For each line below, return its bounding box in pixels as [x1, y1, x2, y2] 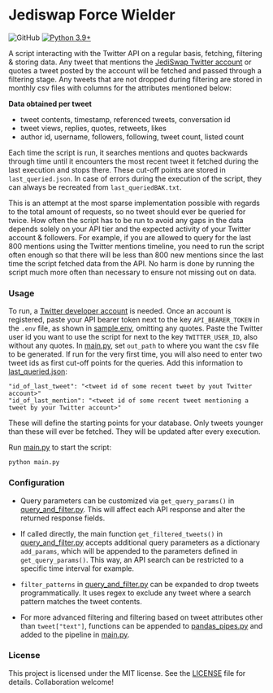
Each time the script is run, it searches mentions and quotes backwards [8, 147, 248, 157]
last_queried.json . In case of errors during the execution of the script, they [8, 173, 262, 183]
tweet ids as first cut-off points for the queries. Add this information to [8, 358, 244, 368]
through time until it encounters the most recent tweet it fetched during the [8, 156, 259, 166]
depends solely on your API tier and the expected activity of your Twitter [8, 224, 252, 234]
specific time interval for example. [19, 564, 135, 573]
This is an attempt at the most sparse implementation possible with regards [8, 198, 260, 208]
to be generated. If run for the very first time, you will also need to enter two [8, 349, 262, 359]
